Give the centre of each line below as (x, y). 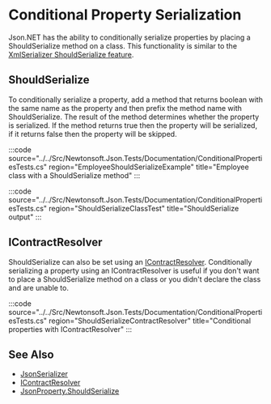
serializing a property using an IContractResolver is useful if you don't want (134, 270)
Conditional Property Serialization (125, 15)
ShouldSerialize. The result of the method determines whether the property (134, 117)
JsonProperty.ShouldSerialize (70, 391)
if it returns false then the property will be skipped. (93, 134)
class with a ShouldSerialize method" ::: (74, 175)
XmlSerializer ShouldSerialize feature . (71, 54)
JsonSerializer (44, 374)
